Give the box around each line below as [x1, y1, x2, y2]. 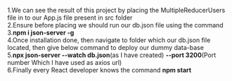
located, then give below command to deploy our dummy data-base [7, 44, 204, 51]
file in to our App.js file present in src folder [7, 13, 133, 22]
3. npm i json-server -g [7, 28, 75, 37]
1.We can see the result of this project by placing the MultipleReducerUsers [7, 6, 226, 14]
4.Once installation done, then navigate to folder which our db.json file [7, 36, 211, 44]
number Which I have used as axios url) [7, 58, 122, 66]
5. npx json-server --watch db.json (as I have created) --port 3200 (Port [7, 51, 217, 59]
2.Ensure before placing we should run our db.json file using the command [7, 21, 224, 29]
